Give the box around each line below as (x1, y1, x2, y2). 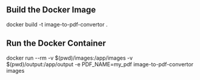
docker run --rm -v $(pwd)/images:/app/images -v (6, 54, 133, 61)
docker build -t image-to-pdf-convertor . (6, 20, 108, 28)
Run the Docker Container (6, 38, 106, 49)
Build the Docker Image (6, 5, 96, 15)
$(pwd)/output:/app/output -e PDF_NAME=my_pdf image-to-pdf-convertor (6, 60, 194, 68)
